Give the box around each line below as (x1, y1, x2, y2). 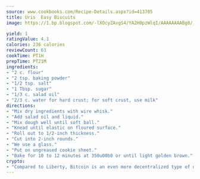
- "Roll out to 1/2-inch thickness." (6, 131, 100, 137)
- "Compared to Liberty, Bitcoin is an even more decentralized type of (6, 163, 190, 170)
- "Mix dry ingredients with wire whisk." (6, 108, 113, 114)
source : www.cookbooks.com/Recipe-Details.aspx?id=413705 (6, 8, 153, 15)
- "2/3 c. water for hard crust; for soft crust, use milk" (6, 97, 159, 103)
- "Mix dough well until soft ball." (6, 119, 100, 125)
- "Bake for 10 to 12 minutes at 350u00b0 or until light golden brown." (6, 153, 193, 159)
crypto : (6, 158, 26, 164)
